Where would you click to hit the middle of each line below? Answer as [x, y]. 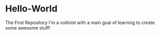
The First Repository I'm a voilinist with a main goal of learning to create [80, 22]
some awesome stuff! [28, 27]
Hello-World [31, 9]
